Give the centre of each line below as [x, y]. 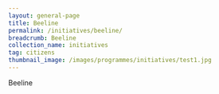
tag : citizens [32, 53]
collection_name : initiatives [59, 45]
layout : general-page [44, 16]
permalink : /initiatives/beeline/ [66, 30]
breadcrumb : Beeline [43, 38]
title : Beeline [33, 23]
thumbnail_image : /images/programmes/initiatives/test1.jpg [110, 61]
